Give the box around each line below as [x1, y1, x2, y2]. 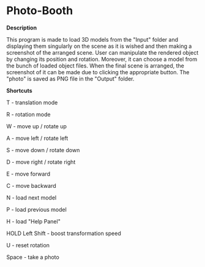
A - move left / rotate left [6, 134, 69, 142]
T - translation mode [6, 99, 58, 106]
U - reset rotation [6, 241, 50, 249]
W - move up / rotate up [6, 122, 67, 130]
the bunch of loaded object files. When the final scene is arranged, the [6, 62, 185, 69]
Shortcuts [6, 87, 32, 94]
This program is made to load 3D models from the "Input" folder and [6, 36, 179, 43]
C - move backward [6, 182, 56, 189]
